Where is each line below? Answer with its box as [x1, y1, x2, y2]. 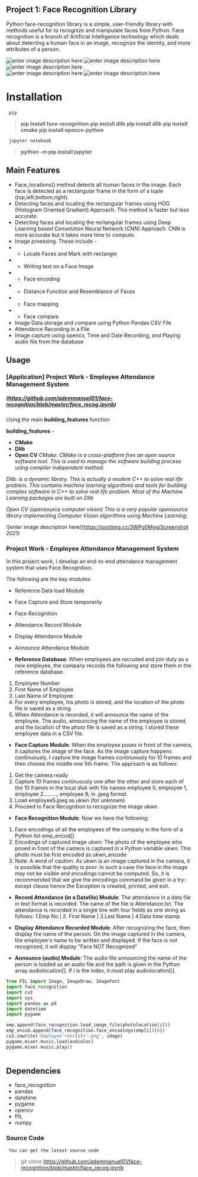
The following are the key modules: [6, 576, 92, 583]
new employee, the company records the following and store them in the [14, 662, 191, 669]
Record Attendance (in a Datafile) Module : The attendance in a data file [14, 894, 191, 901]
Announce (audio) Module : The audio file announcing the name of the [14, 954, 187, 962]
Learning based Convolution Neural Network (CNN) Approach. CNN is [14, 225, 186, 232]
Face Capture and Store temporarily [14, 599, 102, 606]
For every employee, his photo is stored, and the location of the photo [14, 698, 185, 705]
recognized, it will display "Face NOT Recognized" [14, 943, 138, 950]
